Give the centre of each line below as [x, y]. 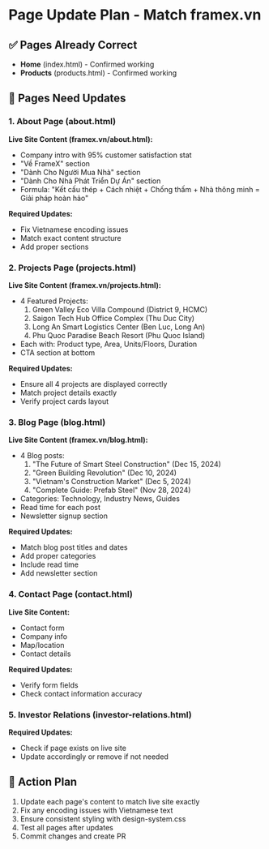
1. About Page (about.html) [62, 122]
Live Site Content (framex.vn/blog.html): [78, 440]
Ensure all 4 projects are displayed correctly [94, 384]
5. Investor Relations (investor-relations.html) [100, 714]
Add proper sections [54, 247]
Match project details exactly [68, 392]
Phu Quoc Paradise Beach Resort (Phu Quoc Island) [119, 335]
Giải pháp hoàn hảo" [54, 198]
